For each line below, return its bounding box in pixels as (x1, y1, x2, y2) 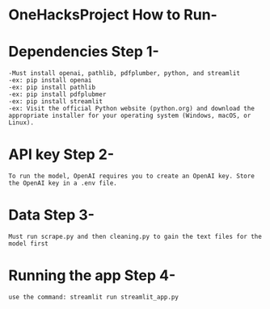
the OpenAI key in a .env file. (8, 179, 117, 187)
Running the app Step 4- (8, 266, 176, 285)
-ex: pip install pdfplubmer (8, 90, 107, 98)
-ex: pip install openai (8, 77, 92, 85)
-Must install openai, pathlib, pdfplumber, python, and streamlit (8, 69, 241, 77)
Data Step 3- (8, 206, 95, 224)
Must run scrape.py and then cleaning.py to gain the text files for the (8, 232, 263, 240)
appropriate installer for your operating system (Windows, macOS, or (8, 111, 251, 120)
